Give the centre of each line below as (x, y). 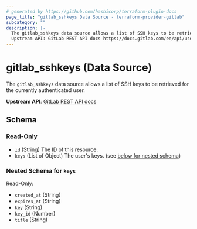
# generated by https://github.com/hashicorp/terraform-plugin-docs (91, 11)
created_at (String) (38, 194)
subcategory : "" (26, 22)
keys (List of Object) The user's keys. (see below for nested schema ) (97, 155)
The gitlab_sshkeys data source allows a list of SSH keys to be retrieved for (98, 84)
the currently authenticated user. (45, 90)
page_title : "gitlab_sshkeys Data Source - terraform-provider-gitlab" (95, 17)
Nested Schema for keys (41, 170)
